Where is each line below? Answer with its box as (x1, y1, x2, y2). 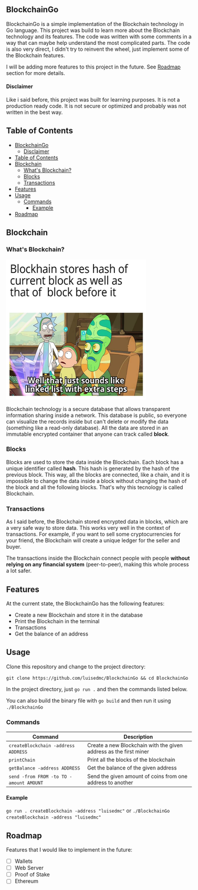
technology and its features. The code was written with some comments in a (6, 32, 192, 40)
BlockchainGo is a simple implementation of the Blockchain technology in (6, 20, 184, 27)
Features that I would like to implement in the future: (6, 846, 133, 853)
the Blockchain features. (6, 51, 65, 58)
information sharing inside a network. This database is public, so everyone (6, 412, 187, 419)
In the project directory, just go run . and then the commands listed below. (6, 685, 188, 693)
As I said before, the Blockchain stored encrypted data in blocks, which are (6, 518, 189, 525)
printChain (8, 757, 35, 764)
